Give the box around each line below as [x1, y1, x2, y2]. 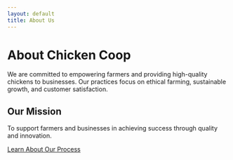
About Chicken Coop [7, 47, 131, 63]
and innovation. [7, 131, 53, 140]
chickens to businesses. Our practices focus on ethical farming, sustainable [7, 78, 227, 86]
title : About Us [7, 17, 55, 24]
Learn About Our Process [7, 145, 81, 154]
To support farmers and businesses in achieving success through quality [7, 124, 218, 133]
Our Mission [7, 105, 62, 117]
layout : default [7, 10, 55, 18]
